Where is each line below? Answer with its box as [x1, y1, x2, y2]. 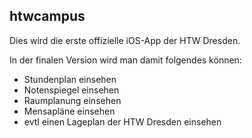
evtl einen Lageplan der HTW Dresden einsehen [23, 115, 222, 128]
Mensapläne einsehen [23, 105, 116, 117]
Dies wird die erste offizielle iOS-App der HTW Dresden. [9, 34, 241, 46]
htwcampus [9, 8, 86, 25]
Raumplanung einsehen [23, 94, 122, 106]
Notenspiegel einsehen [23, 84, 120, 96]
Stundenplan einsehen [23, 73, 117, 85]
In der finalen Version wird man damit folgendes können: [9, 54, 242, 66]
